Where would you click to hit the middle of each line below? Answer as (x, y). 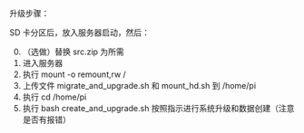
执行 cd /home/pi (54, 97)
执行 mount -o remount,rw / (74, 74)
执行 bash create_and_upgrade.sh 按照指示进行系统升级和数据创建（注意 (158, 108)
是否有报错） (46, 119)
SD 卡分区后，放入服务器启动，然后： (80, 33)
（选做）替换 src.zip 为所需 (73, 52)
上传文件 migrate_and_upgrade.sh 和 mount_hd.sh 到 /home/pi (139, 85)
